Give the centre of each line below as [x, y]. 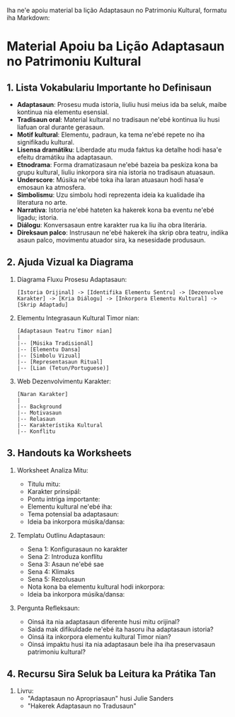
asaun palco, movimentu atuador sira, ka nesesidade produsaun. [111, 240]
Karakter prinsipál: [54, 491]
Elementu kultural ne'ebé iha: [70, 507]
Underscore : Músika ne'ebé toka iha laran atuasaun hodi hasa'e [110, 180]
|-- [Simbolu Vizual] [48, 356]
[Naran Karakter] [42, 394]
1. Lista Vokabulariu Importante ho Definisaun [109, 87]
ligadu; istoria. [38, 218]
